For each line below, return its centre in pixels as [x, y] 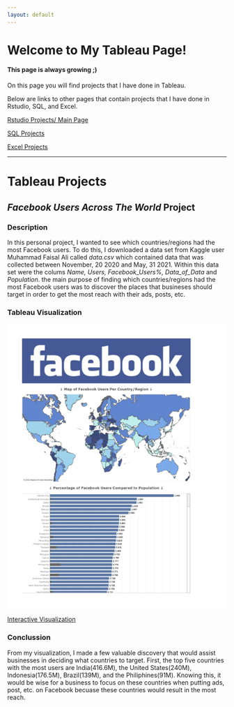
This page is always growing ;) [52, 70]
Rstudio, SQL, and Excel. [42, 106]
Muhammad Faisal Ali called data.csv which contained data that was [106, 257]
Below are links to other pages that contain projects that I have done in [109, 99]
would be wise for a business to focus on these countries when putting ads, [116, 682]
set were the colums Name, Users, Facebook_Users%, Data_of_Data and [112, 271]
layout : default [31, 15]
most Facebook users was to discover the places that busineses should [110, 287]
